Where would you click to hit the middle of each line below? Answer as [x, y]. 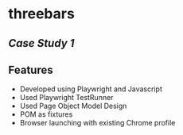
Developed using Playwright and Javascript [91, 89]
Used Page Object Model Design [73, 106]
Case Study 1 [41, 43]
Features [31, 69]
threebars [42, 14]
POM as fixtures [46, 114]
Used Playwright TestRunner [66, 98]
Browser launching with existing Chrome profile [97, 123]
